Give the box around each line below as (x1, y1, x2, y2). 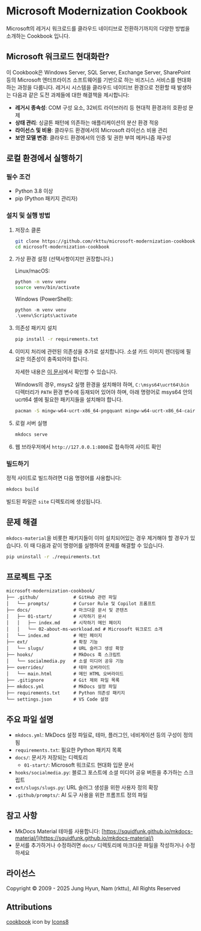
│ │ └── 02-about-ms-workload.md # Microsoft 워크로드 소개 (6, 626, 163, 633)
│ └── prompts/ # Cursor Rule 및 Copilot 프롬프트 (6, 601, 156, 607)
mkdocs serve (14, 431, 48, 438)
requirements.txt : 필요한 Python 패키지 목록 (14, 746, 122, 754)
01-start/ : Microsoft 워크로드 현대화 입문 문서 (23, 761, 134, 769)
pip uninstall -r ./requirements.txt (6, 553, 101, 559)
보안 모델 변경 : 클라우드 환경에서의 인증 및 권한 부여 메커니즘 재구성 (14, 134, 172, 141)
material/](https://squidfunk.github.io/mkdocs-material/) (14, 834, 154, 842)
